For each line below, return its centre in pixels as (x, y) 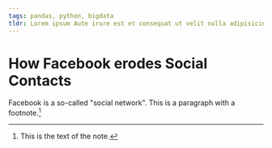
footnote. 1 (25, 112)
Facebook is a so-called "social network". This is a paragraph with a (122, 103)
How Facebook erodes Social (108, 63)
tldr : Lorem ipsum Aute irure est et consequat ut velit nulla (117, 23)
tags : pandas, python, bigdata (61, 16)
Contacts (40, 80)
